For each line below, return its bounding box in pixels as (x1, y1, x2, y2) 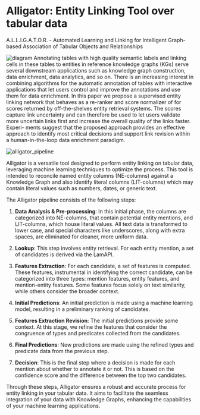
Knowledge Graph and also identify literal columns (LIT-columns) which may (6, 178, 193, 186)
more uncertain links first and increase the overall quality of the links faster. (6, 117, 191, 124)
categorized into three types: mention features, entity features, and (14, 275, 180, 282)
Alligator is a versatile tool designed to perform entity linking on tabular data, (6, 159, 194, 166)
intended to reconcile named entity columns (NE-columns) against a (6, 172, 174, 179)
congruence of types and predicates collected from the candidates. (14, 329, 181, 337)
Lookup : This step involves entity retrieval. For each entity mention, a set (14, 244, 194, 251)
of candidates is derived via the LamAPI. (14, 251, 114, 258)
